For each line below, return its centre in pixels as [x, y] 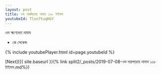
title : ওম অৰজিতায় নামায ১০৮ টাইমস [34, 14]
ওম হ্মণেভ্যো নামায [18, 33]
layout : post [19, 10]
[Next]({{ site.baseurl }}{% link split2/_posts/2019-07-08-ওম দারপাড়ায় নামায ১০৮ [81, 62]
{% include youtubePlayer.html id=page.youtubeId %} [60, 52]
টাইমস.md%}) [17, 67]
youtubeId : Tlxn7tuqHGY [30, 19]
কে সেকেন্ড [20, 43]
